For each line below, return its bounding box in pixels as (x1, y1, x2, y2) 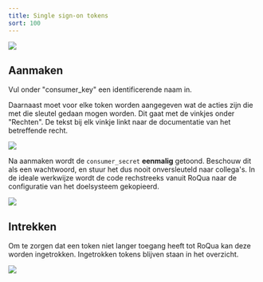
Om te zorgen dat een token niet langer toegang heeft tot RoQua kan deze (8, 241, 251, 251)
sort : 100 (8, 19, 41, 27)
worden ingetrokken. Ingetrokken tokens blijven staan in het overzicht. (8, 249, 239, 260)
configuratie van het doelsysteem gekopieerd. (8, 181, 159, 192)
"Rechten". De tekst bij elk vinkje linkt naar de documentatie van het (8, 117, 231, 127)
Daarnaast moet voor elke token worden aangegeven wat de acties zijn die (8, 101, 253, 110)
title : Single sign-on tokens (8, 11, 109, 20)
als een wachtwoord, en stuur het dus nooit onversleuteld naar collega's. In (8, 165, 256, 174)
